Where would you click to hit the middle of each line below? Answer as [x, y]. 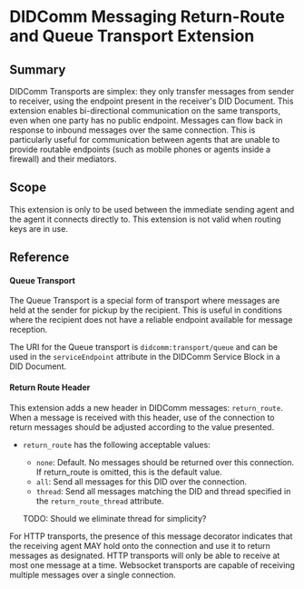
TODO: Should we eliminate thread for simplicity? [114, 518]
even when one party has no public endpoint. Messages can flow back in [146, 120]
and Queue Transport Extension [132, 36]
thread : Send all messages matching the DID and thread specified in [163, 491]
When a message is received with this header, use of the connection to [142, 417]
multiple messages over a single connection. [93, 574]
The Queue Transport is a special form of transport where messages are [145, 301]
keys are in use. [39, 228]
